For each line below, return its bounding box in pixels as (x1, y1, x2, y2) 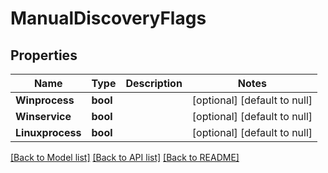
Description (125, 77, 183, 90)
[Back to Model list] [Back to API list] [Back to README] (10, 152, 240, 163)
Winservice (15, 110, 72, 123)
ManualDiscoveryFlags (10, 7, 207, 30)
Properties (10, 47, 78, 64)
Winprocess (15, 93, 75, 107)
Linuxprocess (15, 126, 82, 139)
